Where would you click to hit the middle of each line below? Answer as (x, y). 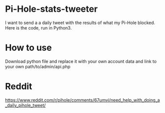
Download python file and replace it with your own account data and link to (81, 61)
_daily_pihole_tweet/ (25, 105)
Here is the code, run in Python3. (39, 28)
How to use (28, 48)
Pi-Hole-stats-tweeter (52, 9)
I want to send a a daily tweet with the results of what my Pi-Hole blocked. (80, 23)
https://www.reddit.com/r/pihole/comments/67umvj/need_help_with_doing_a (82, 100)
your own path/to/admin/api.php (38, 66)
